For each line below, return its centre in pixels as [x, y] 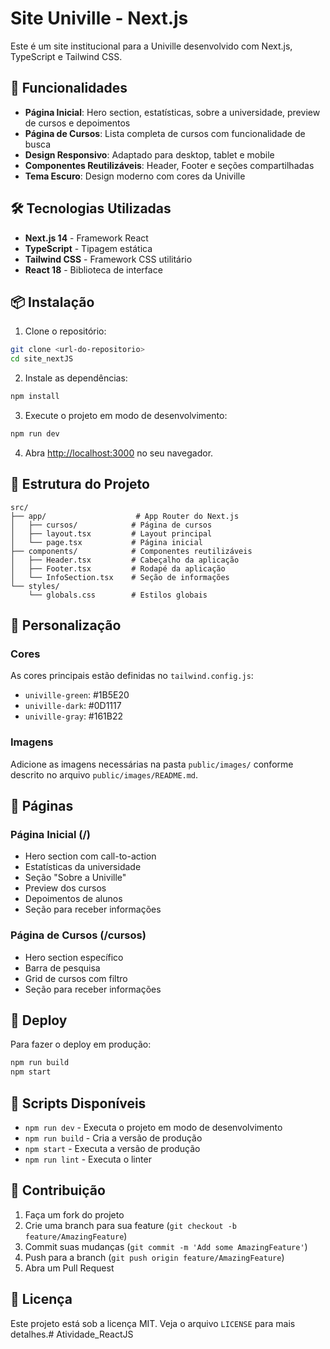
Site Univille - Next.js [99, 18]
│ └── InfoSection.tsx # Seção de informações [120, 577]
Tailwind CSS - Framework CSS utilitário [108, 259]
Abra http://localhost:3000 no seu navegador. [119, 453]
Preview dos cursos [65, 888]
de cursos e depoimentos [77, 123]
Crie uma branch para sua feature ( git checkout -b [130, 1225]
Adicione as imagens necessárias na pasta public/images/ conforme [152, 764]
